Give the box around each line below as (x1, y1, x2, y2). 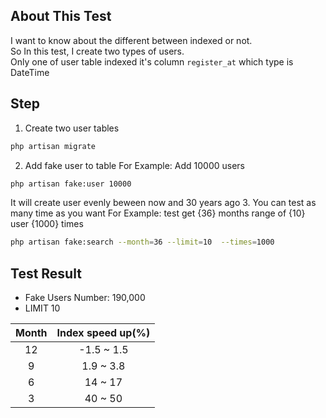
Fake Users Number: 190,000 (24, 292, 146, 304)
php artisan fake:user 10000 (10, 179, 132, 189)
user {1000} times (10, 218, 84, 230)
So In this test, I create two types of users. (10, 45, 185, 57)
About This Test (10, 8, 112, 25)
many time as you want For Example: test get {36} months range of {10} (10, 207, 306, 219)
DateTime (10, 66, 50, 78)
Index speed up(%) (56, 326, 151, 340)
